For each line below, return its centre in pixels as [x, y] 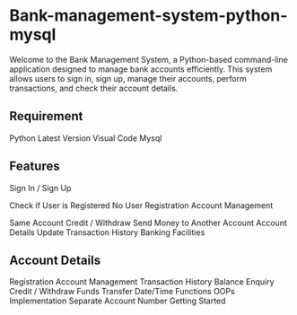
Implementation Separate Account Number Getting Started [118, 301]
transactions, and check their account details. [94, 88]
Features [35, 166]
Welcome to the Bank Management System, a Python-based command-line [149, 59]
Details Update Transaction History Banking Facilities [107, 232]
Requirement [46, 116]
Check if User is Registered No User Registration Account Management [141, 205]
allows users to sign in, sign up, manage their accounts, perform [128, 78]
